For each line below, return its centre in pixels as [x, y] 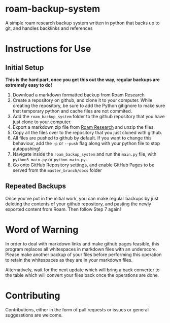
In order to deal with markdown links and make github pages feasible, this [82, 243]
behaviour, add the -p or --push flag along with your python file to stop [86, 143]
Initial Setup [25, 67]
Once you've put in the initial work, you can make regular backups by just [82, 198]
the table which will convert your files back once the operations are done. [82, 275]
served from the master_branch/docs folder [57, 170]
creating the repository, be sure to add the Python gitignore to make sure [89, 105]
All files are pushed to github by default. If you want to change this [82, 138]
